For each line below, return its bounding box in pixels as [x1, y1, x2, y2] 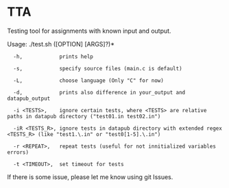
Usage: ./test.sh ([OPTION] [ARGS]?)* [7, 40, 115, 48]
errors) [7, 148, 29, 156]
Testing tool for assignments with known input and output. [7, 27, 171, 35]
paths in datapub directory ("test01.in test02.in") [7, 113, 161, 120]
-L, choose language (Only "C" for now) [13, 77, 165, 84]
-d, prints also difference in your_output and [13, 89, 186, 96]
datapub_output [7, 95, 51, 102]
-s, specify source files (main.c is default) [13, 65, 183, 72]
